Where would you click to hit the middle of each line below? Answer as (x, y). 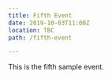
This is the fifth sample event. (56, 67)
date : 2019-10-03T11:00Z (49, 23)
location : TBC (32, 30)
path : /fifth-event (40, 38)
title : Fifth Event (40, 15)
